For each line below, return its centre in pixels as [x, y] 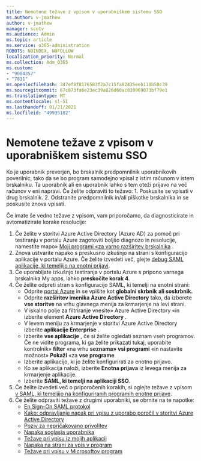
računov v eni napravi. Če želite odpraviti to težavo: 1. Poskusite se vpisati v [100, 191]
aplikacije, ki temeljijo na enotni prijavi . [62, 266]
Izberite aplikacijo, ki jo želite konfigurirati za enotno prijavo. [98, 362]
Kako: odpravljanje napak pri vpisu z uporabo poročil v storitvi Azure [109, 413]
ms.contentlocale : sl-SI [37, 101]
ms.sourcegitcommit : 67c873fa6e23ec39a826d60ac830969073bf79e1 [87, 90]
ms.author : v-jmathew [33, 17]
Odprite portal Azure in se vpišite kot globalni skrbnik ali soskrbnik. [108, 291]
